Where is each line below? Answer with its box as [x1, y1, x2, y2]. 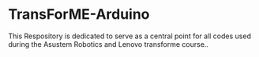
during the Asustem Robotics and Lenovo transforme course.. [8, 39, 209, 48]
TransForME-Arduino [8, 5, 150, 23]
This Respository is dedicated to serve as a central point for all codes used [8, 31, 251, 41]
